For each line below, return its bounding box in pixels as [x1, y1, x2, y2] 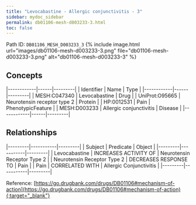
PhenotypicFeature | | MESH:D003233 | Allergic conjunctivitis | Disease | [6, 105, 182, 112]
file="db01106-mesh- [117, 47, 169, 54]
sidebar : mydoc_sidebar [6, 14, 64, 20]
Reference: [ [6, 179, 36, 186]
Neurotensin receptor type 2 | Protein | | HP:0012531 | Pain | [6, 98, 151, 105]
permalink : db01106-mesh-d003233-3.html [6, 19, 106, 25]
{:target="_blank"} [6, 192, 50, 199]
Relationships [6, 128, 57, 138]
